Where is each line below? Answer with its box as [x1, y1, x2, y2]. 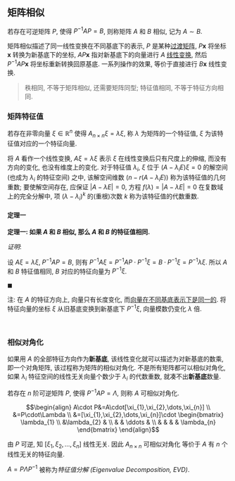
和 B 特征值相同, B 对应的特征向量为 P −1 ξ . [7, 266, 127, 276]
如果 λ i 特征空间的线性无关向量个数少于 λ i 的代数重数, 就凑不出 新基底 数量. [7, 372, 222, 383]
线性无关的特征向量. [7, 449, 65, 458]
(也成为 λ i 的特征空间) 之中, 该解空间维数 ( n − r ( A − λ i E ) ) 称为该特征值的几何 [7, 173, 227, 183]
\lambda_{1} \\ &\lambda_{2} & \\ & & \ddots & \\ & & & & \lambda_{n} [20, 418, 217, 426]
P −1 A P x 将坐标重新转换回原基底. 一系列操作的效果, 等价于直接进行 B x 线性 [7, 58, 222, 68]
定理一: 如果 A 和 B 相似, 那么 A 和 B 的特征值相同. [7, 228, 151, 236]
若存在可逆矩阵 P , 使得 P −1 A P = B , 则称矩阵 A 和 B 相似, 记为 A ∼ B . [7, 25, 203, 35]
